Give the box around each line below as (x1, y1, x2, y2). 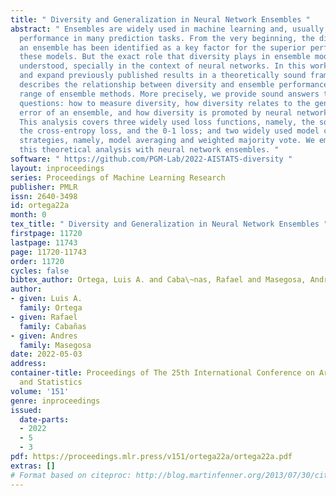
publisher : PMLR (10, 182, 78, 192)
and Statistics (19, 377, 83, 387)
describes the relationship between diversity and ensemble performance (19, 80, 329, 90)
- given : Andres (10, 331, 78, 341)
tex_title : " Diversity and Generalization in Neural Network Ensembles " (10, 219, 329, 230)
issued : (10, 405, 43, 415)
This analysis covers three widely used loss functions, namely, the (19, 117, 315, 127)
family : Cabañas (19, 321, 87, 331)
